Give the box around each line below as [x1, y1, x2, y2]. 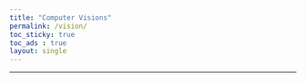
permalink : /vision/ [9, 22, 88, 31]
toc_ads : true [9, 38, 67, 48]
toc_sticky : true [9, 30, 76, 39]
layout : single [9, 47, 67, 56]
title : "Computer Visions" [9, 13, 112, 23]
